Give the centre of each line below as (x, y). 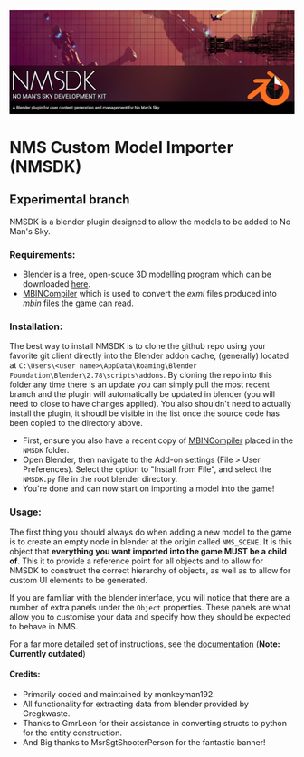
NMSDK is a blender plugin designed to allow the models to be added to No (150, 222)
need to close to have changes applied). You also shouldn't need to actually (151, 404)
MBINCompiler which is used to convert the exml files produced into (150, 294)
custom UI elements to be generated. (78, 580)
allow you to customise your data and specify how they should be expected (150, 617)
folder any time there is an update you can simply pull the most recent (139, 384)
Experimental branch (70, 200)
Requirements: (43, 254)
